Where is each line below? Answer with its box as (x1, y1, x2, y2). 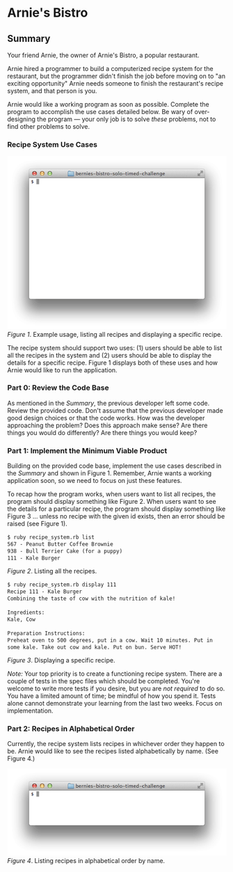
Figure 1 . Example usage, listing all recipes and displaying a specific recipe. (7, 330, 223, 338)
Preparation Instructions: (7, 630, 86, 637)
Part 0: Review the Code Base (7, 383, 109, 393)
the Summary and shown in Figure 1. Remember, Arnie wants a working (7, 469, 212, 477)
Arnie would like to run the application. (7, 365, 118, 374)
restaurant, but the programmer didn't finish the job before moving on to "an (7, 72, 226, 80)
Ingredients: (7, 609, 45, 617)
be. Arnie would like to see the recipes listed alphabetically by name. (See (7, 747, 219, 756)
